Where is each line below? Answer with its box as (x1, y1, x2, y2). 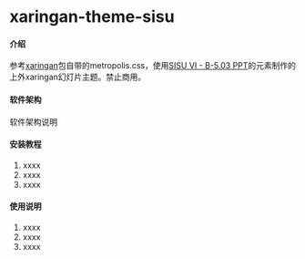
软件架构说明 (9, 116, 57, 127)
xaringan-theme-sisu (9, 6, 175, 27)
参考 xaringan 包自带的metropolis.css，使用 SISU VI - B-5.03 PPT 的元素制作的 (9, 60, 297, 71)
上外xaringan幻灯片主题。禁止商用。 (9, 71, 147, 83)
